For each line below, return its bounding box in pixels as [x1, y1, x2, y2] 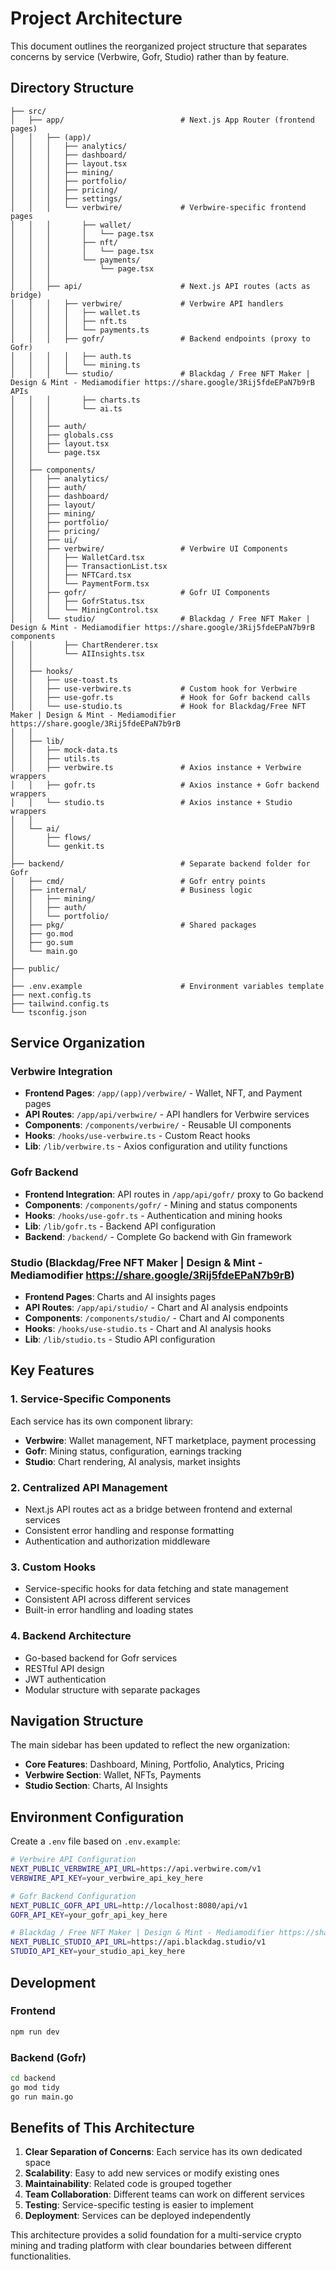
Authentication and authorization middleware [24, 1535, 211, 1547]
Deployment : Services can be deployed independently [24, 2210, 252, 2222]
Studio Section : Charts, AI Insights [24, 1780, 168, 1792]
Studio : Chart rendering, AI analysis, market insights [24, 1455, 241, 1467]
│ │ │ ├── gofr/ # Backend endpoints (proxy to [10, 333, 311, 344]
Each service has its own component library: [10, 1415, 194, 1427]
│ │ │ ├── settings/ [10, 193, 123, 204]
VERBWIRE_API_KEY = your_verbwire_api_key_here [10, 1873, 203, 1883]
